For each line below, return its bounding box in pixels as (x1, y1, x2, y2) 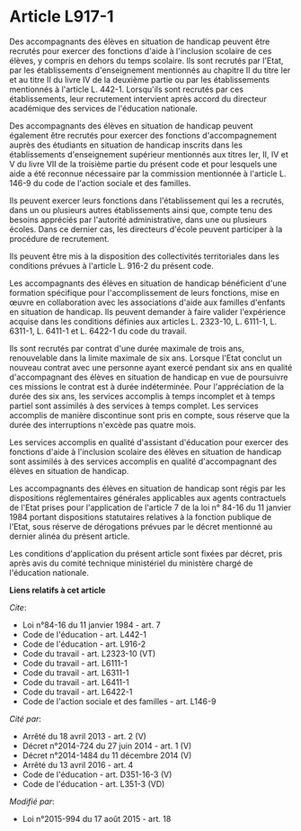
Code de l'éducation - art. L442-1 (22, 629, 146, 639)
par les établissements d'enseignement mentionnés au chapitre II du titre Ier (9, 65, 291, 76)
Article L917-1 (9, 6, 114, 27)
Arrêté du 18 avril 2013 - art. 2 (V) (22, 730, 146, 741)
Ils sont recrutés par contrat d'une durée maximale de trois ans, (9, 343, 244, 353)
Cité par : (9, 713, 42, 724)
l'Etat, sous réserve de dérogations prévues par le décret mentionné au (9, 521, 273, 532)
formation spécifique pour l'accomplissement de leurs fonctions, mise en (9, 287, 280, 298)
